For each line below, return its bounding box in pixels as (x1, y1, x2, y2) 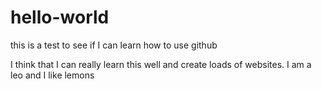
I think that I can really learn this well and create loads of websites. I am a (10, 58, 312, 70)
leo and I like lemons (10, 69, 95, 81)
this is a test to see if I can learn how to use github (10, 39, 218, 51)
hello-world (10, 6, 110, 29)
